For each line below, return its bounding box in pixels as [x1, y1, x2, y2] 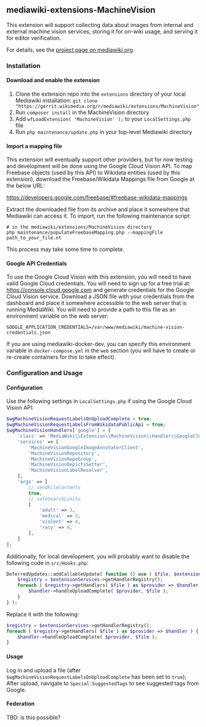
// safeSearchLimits [28, 496, 81, 502]
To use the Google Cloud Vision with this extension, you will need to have [6, 273, 192, 281]
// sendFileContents [28, 484, 81, 490]
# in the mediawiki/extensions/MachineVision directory [6, 224, 152, 231]
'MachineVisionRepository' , [28, 450, 100, 456]
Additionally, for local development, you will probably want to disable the [6, 552, 190, 560]
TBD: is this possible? [6, 714, 61, 721]
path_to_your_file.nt [6, 235, 62, 241]
